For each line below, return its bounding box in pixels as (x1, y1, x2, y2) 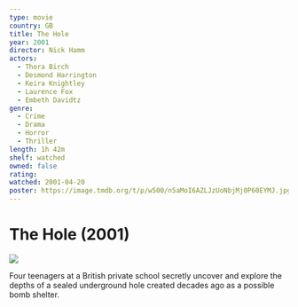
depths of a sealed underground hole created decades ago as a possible (9, 279, 275, 290)
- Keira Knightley (17, 79, 86, 88)
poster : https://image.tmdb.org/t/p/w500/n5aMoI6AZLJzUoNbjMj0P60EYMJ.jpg (9, 186, 292, 195)
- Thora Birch (17, 63, 69, 72)
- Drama (17, 121, 46, 130)
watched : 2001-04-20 (9, 178, 86, 187)
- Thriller (17, 137, 58, 146)
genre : (9, 104, 34, 113)
